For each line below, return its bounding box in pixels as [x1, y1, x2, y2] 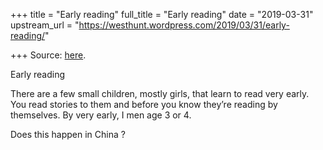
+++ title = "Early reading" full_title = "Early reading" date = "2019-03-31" [10, 9, 314, 20]
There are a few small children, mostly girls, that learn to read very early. [10, 88, 310, 99]
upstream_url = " [10, 19, 80, 31]
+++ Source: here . [10, 49, 87, 61]
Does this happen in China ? [10, 129, 126, 140]
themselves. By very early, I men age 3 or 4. [10, 109, 192, 121]
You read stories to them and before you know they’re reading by [10, 99, 278, 110]
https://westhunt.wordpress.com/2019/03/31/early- [78, 19, 290, 31]
